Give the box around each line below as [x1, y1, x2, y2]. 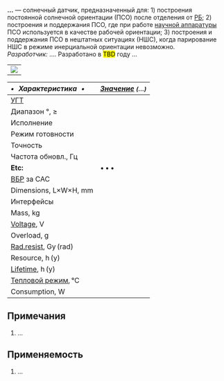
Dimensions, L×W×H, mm [10, 186, 94, 195]
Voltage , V [10, 220, 45, 229]
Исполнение [10, 118, 53, 127]
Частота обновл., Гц [10, 152, 78, 161]
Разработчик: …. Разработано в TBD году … [7, 50, 137, 58]
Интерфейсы [10, 197, 54, 206]
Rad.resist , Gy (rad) [10, 242, 74, 251]
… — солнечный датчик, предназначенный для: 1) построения [7, 6, 193, 14]
